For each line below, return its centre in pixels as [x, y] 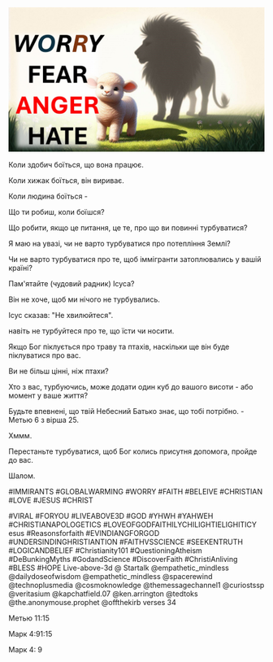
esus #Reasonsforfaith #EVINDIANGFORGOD [84, 533]
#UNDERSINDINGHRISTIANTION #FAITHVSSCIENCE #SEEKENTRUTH [126, 542]
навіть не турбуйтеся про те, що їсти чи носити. [91, 331]
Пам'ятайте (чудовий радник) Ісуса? [71, 283]
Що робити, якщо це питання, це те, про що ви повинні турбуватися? [128, 228]
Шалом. [22, 476]
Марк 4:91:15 [30, 634]
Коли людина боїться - [48, 196]
